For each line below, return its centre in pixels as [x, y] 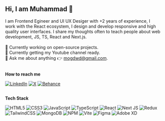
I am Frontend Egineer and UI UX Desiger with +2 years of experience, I [78, 21]
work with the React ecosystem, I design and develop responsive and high [81, 26]
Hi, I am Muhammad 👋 [39, 9]
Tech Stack [17, 98]
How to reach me [23, 74]
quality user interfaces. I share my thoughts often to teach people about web [83, 31]
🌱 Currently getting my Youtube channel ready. [53, 52]
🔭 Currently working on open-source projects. [52, 47]
